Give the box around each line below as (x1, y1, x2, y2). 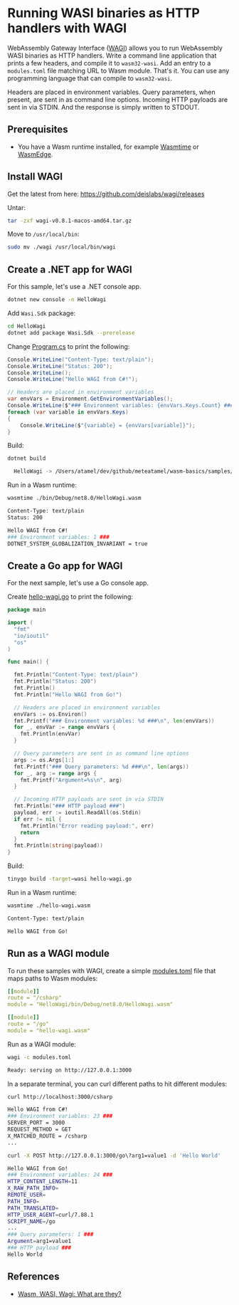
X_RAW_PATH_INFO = (7, 1185, 59, 1192)
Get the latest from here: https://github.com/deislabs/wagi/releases (7, 189, 205, 198)
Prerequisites (7, 123, 68, 136)
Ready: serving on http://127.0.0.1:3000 (7, 1066, 132, 1074)
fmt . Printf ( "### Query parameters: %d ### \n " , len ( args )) (14, 763, 190, 770)
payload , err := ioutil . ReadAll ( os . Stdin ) (14, 809, 142, 817)
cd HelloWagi (7, 323, 46, 330)
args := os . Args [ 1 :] (14, 756, 75, 763)
